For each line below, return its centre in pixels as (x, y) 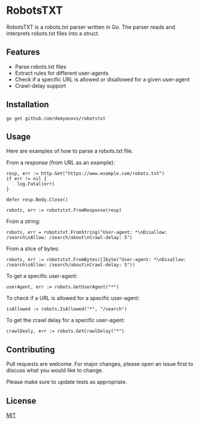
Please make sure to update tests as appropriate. (67, 382)
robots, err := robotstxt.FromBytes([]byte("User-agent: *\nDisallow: (96, 260)
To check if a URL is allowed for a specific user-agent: (73, 298)
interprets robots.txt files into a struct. (53, 33)
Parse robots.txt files (41, 66)
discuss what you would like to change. (55, 370)
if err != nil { (26, 179)
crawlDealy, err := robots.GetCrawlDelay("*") (65, 331)
